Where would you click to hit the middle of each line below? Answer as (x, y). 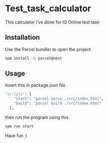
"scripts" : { (18, 94)
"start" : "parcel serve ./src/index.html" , (59, 99)
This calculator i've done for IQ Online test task (52, 22)
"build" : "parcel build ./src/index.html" (58, 103)
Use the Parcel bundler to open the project (48, 49)
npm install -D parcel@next (34, 58)
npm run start (20, 126)
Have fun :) (16, 136)
